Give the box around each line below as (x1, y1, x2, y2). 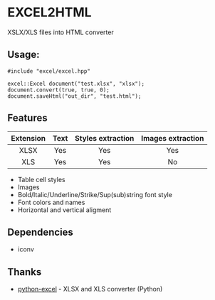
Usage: (7, 49, 41, 61)
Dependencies (7, 226, 73, 238)
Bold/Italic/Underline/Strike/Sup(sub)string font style (17, 190, 173, 199)
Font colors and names (17, 198, 85, 206)
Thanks (7, 266, 42, 278)
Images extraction (141, 133, 204, 143)
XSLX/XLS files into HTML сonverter (7, 28, 114, 36)
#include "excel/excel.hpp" (7, 67, 91, 75)
